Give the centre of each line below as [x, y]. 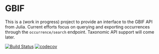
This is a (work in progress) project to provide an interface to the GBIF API [79, 22]
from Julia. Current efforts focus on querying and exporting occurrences [78, 27]
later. [10, 37]
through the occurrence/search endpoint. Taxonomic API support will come [79, 32]
